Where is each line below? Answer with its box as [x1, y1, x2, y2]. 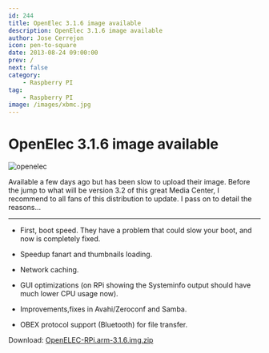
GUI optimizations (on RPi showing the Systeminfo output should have [19, 280, 251, 290]
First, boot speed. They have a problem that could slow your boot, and [19, 225, 252, 236]
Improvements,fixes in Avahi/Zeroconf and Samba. [19, 304, 187, 314]
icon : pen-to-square [8, 42, 78, 50]
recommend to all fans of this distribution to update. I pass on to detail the [8, 194, 252, 204]
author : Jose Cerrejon [8, 34, 84, 42]
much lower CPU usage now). [19, 289, 118, 299]
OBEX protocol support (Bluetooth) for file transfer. [19, 320, 188, 330]
